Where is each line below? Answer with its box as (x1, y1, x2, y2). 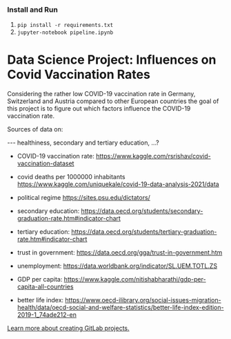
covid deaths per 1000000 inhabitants (17, 173, 125, 181)
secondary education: (17, 207, 80, 215)
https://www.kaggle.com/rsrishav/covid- (96, 152, 212, 161)
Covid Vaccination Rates (7, 67, 150, 82)
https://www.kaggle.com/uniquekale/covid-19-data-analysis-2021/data (17, 180, 219, 188)
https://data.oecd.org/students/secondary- (81, 207, 203, 215)
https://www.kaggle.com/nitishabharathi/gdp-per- (63, 275, 206, 284)
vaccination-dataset (17, 159, 74, 167)
